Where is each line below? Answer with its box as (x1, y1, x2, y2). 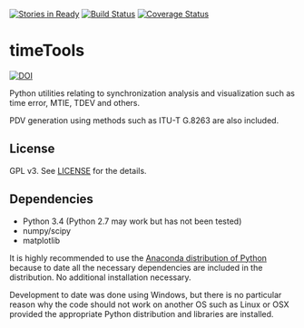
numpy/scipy (22, 225, 71, 236)
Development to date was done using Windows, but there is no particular (9, 289, 282, 300)
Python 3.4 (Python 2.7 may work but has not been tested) (22, 216, 242, 227)
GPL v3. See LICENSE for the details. (9, 165, 147, 176)
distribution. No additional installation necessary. (9, 272, 192, 283)
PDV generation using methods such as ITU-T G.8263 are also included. (9, 114, 279, 126)
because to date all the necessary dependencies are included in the (9, 262, 263, 273)
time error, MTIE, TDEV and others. (9, 97, 141, 108)
